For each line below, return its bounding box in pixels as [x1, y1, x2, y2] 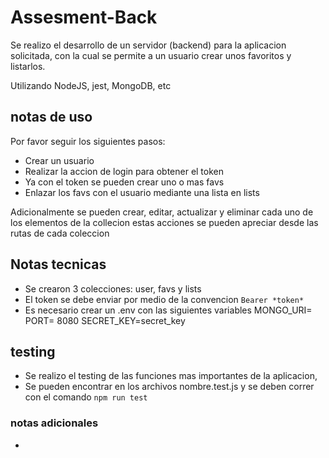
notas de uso [10, 109, 93, 126]
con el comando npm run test [24, 391, 148, 403]
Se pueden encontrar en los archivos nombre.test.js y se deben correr [24, 381, 315, 393]
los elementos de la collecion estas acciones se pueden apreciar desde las [10, 216, 319, 228]
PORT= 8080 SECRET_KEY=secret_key [24, 314, 186, 326]
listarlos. [10, 60, 46, 72]
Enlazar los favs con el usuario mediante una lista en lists [24, 186, 260, 198]
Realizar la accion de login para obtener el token [24, 165, 225, 177]
